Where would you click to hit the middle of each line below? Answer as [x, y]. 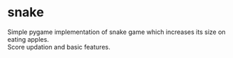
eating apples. [28, 39]
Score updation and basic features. [59, 47]
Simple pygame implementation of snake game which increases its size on [116, 32]
